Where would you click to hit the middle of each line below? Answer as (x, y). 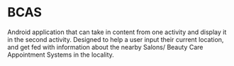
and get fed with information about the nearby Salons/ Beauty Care (105, 47)
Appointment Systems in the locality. (61, 55)
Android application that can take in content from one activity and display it (117, 32)
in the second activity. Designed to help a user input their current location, (116, 39)
